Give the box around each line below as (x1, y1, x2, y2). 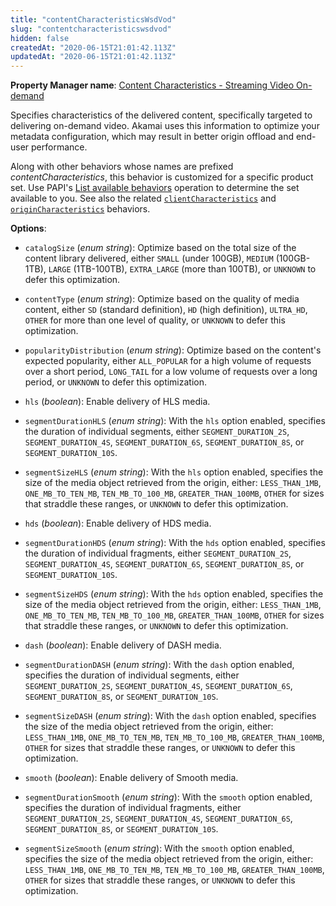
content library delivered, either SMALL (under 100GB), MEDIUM (24, 252, 274, 265)
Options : (10, 222, 47, 235)
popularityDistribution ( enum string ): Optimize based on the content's (24, 344, 322, 356)
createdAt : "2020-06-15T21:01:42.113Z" (10, 42, 177, 53)
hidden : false (10, 33, 70, 43)
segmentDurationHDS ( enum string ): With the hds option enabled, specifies (24, 537, 326, 549)
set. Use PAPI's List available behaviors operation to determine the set (10, 182, 300, 194)
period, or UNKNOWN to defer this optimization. (24, 376, 208, 388)
